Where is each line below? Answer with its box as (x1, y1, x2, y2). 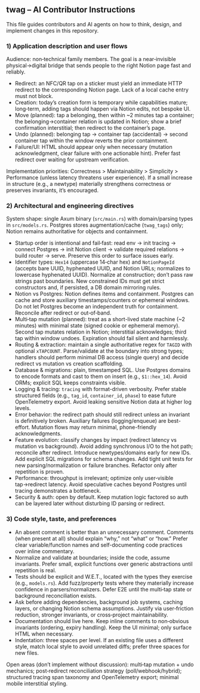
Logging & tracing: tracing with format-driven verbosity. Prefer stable (14, 386, 187, 393)
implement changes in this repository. (6, 27, 99, 34)
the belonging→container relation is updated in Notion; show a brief (14, 118, 182, 125)
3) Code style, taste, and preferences (6, 515, 117, 523)
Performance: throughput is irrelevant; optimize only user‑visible (14, 475, 174, 482)
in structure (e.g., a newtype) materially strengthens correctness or (6, 181, 171, 188)
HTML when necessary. (14, 630, 73, 637)
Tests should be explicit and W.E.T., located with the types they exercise (14, 573, 193, 580)
